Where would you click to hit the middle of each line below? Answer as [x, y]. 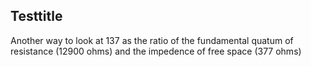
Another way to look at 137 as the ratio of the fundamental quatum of [152, 40]
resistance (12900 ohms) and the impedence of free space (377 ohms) [156, 51]
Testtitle [36, 16]
